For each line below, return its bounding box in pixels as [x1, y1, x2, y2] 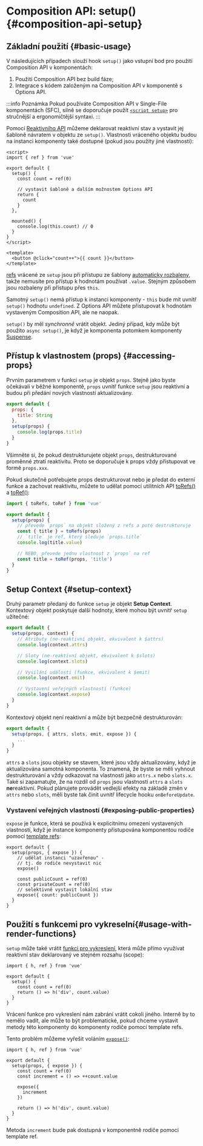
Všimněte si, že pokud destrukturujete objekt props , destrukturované [6, 451, 177, 459]
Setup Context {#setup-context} [6, 584, 132, 594]
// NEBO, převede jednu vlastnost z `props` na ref [17, 550, 150, 557]
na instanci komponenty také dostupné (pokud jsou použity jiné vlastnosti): [6, 137, 194, 145]
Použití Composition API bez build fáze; [15, 76, 114, 82]
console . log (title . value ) [17, 540, 83, 546]
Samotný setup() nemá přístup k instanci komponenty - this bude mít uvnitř [6, 296, 197, 303]
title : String [17, 412, 53, 419]
